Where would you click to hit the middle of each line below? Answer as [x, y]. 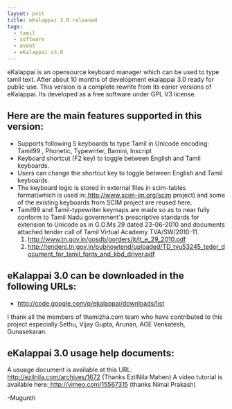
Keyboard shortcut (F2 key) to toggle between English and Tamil [109, 158]
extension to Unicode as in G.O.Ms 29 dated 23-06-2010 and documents [121, 224]
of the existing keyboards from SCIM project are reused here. [105, 202]
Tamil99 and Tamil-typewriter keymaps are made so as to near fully [113, 209]
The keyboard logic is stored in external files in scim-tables [101, 187]
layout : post [26, 14]
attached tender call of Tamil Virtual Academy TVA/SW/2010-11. [108, 232]
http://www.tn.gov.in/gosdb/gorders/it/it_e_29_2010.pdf [107, 239]
